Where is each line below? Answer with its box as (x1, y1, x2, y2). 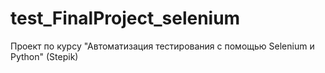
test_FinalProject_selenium (10, 7, 241, 30)
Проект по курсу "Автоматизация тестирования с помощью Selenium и (10, 40, 315, 52)
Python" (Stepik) (10, 50, 79, 62)
